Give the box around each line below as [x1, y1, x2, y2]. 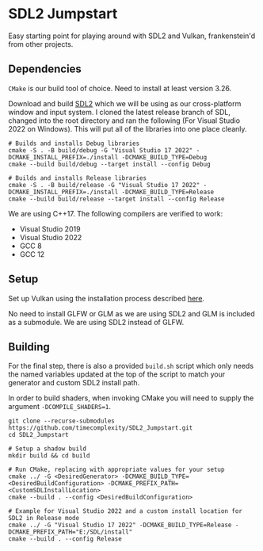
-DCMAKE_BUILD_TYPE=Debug [121, 153, 208, 161]
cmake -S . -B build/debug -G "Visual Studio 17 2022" [8, 146, 193, 155]
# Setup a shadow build [8, 445, 87, 453]
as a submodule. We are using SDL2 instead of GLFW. [8, 317, 185, 327]
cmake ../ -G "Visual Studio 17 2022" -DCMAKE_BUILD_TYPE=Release [8, 521, 232, 530]
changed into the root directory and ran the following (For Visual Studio [8, 116, 240, 125]
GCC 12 [19, 249, 45, 258]
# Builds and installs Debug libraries [8, 140, 140, 147]
